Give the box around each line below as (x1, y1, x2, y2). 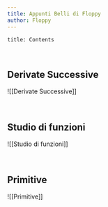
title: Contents (7, 36, 54, 43)
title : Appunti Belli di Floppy (7, 10, 101, 18)
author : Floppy (7, 17, 52, 24)
